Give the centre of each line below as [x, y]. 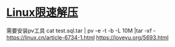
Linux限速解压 [42, 13]
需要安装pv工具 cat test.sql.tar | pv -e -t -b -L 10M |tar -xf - [81, 31]
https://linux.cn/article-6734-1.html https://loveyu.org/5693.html [87, 37]
